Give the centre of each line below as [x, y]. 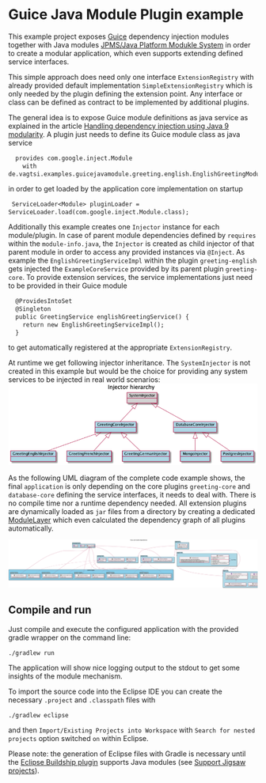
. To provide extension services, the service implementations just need [138, 277]
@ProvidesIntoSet [44, 301]
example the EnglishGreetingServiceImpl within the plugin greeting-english [133, 260]
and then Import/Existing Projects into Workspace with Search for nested [132, 730]
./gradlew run [32, 653]
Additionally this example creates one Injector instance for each [114, 226]
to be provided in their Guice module [68, 286]
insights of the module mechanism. [65, 676]
